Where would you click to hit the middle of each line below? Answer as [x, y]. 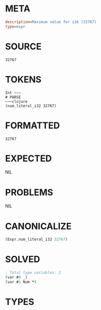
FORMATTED [33, 125]
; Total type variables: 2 [33, 273]
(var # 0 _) [16, 277]
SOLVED [23, 259]
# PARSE [13, 97]
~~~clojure [16, 102]
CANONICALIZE [39, 226]
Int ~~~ [13, 93]
